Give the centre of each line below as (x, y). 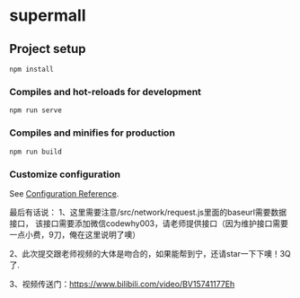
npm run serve (36, 110)
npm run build (36, 152)
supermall (48, 16)
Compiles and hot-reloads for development (106, 92)
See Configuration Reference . (64, 193)
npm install (31, 69)
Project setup (48, 49)
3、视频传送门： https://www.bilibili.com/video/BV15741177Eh (122, 284)
